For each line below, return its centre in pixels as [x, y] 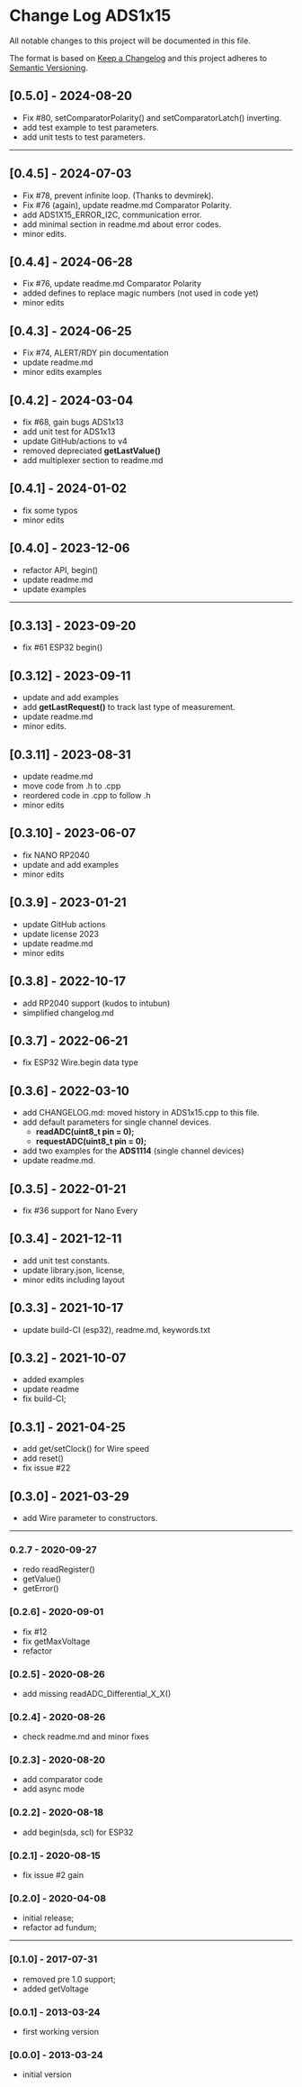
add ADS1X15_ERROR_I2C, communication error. [112, 214]
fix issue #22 [46, 1468]
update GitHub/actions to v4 [75, 441]
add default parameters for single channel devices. [116, 1122]
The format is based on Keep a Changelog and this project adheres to [138, 58]
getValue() [41, 1579]
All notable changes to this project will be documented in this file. [130, 41]
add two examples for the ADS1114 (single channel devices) [133, 1151]
